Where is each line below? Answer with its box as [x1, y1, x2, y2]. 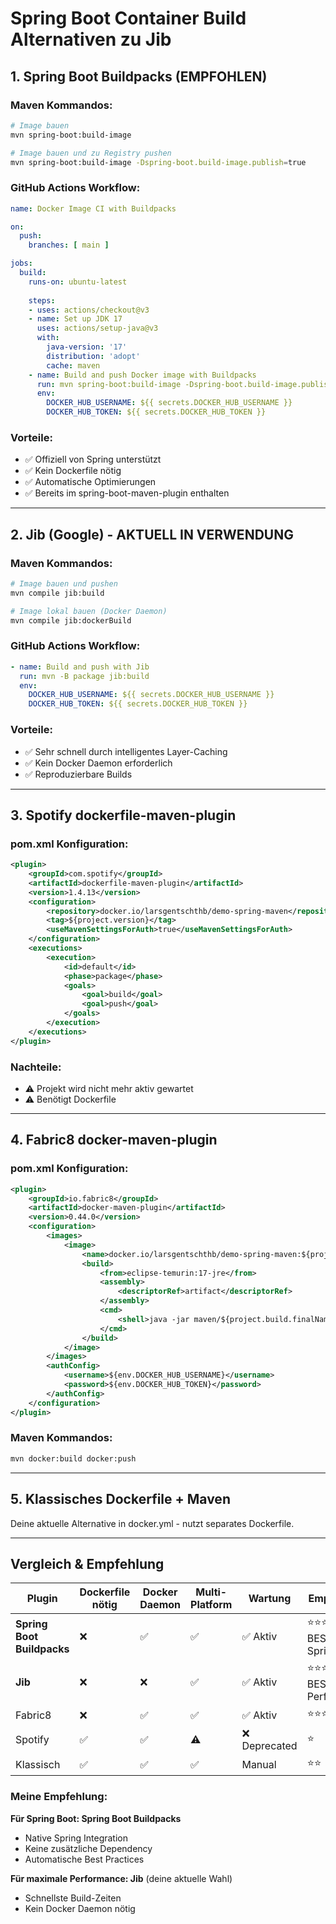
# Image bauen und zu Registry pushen [10, 148, 172, 158]
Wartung [248, 1592, 292, 1606]
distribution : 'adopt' [46, 351, 141, 361]
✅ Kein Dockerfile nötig [24, 465, 122, 477]
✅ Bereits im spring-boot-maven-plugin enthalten [24, 487, 230, 499]
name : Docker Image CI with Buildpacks [10, 203, 177, 214]
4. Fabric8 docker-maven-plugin [10, 1132, 218, 1149]
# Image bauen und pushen [10, 579, 118, 589]
